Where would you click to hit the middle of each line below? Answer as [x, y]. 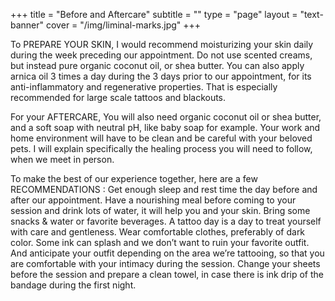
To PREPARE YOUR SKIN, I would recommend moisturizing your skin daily [162, 44]
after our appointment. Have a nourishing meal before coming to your [153, 200]
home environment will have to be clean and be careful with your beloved [161, 138]
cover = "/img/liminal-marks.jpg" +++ [124, 25]
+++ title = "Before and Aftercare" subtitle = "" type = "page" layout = [154, 14]
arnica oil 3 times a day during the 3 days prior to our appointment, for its [161, 76]
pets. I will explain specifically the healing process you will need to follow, [161, 148]
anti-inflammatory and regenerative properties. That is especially [144, 87]
